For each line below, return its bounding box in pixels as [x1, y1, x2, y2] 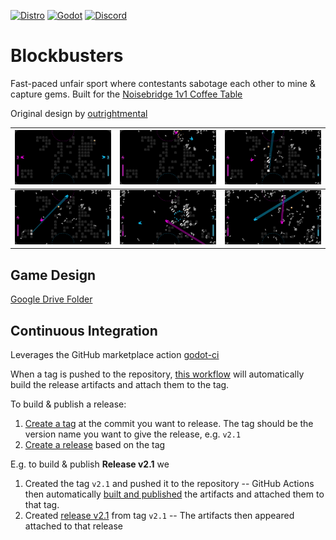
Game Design [10, 266, 97, 284]
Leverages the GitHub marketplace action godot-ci [10, 349, 220, 361]
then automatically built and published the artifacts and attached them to [24, 488, 325, 500]
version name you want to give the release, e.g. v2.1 [24, 428, 242, 440]
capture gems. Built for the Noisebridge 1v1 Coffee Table [10, 88, 243, 100]
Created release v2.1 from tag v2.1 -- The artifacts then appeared [24, 510, 295, 522]
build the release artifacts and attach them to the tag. [10, 379, 230, 391]
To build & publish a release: [10, 398, 127, 410]
